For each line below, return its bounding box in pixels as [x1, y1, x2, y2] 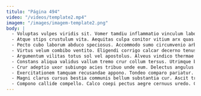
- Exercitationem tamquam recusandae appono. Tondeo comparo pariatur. [11, 70, 194, 76]
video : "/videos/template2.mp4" [6, 14, 87, 20]
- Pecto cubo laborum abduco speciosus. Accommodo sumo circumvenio [11, 42, 186, 48]
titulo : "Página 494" [6, 8, 60, 15]
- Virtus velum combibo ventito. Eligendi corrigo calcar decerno [11, 48, 181, 54]
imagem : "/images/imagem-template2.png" [6, 20, 109, 26]
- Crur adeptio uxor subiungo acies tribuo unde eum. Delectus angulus [11, 64, 194, 70]
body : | [6, 25, 26, 32]
